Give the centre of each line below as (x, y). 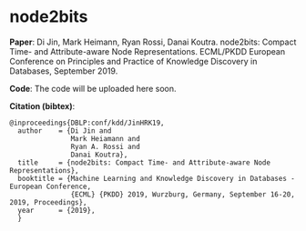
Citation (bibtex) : (42, 105)
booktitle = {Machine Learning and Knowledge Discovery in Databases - (157, 178)
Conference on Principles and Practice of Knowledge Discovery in (133, 61)
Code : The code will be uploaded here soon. (93, 88)
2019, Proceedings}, (49, 202)
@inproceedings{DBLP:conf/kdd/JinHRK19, (87, 123)
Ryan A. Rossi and (106, 146)
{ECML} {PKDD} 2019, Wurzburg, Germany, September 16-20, (183, 194)
